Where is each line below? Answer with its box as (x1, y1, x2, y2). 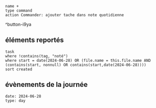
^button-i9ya (5, 22, 31, 27)
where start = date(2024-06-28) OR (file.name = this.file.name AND (5, 58, 151, 63)
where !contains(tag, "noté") (5, 53, 68, 59)
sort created (5, 67, 32, 72)
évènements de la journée (5, 80, 88, 89)
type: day (5, 98, 26, 103)
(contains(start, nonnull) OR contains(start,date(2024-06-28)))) (5, 62, 146, 67)
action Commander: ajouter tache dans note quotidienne (5, 13, 124, 18)
